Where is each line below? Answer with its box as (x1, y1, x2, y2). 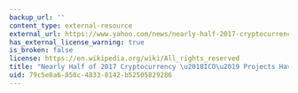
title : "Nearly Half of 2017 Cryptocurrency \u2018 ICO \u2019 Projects (9, 63, 276, 72)
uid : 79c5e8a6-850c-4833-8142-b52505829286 (9, 71, 173, 80)
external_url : (9, 29, 62, 38)
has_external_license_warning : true (9, 37, 145, 47)
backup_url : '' (9, 12, 66, 22)
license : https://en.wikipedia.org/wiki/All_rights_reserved (9, 54, 240, 63)
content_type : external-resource (9, 21, 133, 30)
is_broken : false (9, 46, 74, 55)
